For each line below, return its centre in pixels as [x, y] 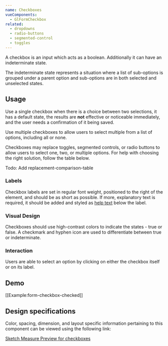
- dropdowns [23, 29]
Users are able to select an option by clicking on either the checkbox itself [82, 262]
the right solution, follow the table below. [48, 158]
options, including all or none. [36, 137]
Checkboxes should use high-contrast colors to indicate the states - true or [84, 227]
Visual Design [23, 216]
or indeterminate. [23, 238]
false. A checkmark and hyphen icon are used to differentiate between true [83, 232]
